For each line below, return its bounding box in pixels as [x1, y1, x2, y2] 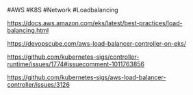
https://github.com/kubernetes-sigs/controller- [7, 53, 140, 61]
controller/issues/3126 [7, 81, 70, 88]
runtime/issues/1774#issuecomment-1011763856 [7, 60, 145, 68]
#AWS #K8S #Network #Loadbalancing [7, 6, 118, 14]
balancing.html [7, 27, 49, 34]
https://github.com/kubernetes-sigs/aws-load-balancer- [7, 73, 166, 81]
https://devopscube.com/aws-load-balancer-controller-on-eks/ [7, 40, 187, 47]
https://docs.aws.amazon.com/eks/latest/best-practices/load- [7, 19, 183, 27]
